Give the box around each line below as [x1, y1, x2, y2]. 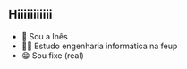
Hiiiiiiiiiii [8, 7, 53, 22]
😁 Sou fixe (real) [21, 49, 84, 61]
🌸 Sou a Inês [21, 30, 68, 41]
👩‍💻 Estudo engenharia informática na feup [21, 40, 178, 51]
